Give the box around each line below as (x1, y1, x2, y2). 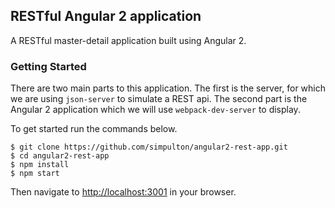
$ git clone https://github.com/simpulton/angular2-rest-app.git (10, 142, 288, 153)
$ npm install (10, 160, 70, 170)
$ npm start (10, 169, 60, 179)
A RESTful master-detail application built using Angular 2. (10, 34, 247, 46)
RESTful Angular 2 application (10, 8, 202, 25)
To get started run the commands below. (10, 123, 178, 135)
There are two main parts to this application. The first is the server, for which (10, 82, 327, 94)
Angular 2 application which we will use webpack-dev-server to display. (10, 104, 301, 116)
